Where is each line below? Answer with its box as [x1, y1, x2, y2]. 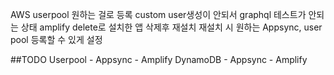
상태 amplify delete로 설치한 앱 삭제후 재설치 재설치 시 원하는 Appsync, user [20, 21, 323, 33]
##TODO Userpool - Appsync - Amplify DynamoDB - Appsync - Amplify [10, 54, 308, 65]
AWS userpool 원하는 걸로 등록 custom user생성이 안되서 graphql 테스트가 [10, 9, 307, 20]
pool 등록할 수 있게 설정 [10, 34, 103, 45]
